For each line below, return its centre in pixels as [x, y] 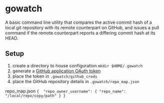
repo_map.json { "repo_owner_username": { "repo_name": [66, 91]
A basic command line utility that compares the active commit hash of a [79, 22]
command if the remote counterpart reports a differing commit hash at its [80, 33]
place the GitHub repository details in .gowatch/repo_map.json [76, 81]
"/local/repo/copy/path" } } [35, 96]
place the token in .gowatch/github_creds [55, 76]
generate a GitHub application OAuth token [57, 71]
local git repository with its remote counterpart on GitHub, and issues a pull [82, 27]
